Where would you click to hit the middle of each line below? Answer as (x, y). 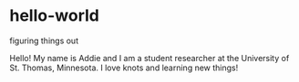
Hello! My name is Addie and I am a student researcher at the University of (149, 58)
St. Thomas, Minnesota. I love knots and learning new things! (124, 68)
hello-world (55, 16)
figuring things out (44, 41)
